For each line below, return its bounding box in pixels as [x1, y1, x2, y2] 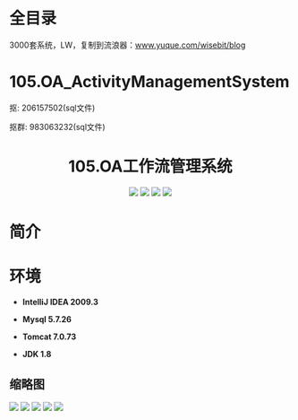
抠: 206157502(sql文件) [9, 102, 96, 113]
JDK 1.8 [21, 348, 52, 359]
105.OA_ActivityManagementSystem [9, 72, 290, 92]
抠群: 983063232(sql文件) [9, 121, 106, 132]
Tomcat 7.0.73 [21, 331, 77, 342]
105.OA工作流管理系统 [68, 156, 233, 177]
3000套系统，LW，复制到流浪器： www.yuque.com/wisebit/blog [9, 39, 246, 50]
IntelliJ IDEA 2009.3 [21, 296, 98, 307]
